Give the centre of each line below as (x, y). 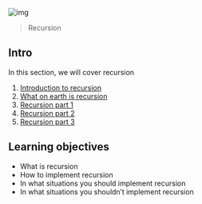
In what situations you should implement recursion (103, 183)
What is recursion (49, 166)
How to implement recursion (66, 174)
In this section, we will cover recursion (71, 72)
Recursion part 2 (47, 113)
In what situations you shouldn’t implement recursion (107, 191)
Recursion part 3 (47, 122)
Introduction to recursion (61, 87)
